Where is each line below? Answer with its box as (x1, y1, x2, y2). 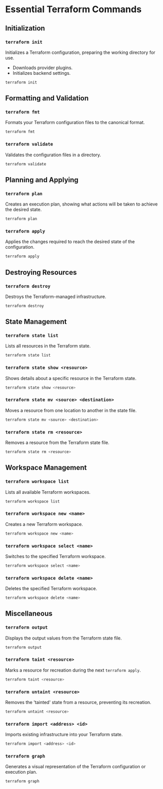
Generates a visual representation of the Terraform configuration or (5, 764, 146, 770)
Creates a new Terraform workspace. (5, 521, 84, 527)
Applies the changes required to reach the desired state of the (5, 239, 135, 245)
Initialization (5, 24, 46, 33)
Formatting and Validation (5, 94, 89, 103)
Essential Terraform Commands (5, 4, 142, 15)
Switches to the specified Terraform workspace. (5, 553, 106, 559)
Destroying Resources (5, 268, 77, 277)
